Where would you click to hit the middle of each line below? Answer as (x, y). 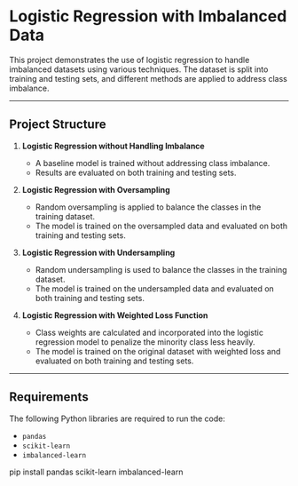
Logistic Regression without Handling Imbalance (114, 146)
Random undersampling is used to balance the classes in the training (161, 269)
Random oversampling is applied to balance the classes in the (148, 207)
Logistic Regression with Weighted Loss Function (115, 315)
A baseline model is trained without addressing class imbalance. (153, 163)
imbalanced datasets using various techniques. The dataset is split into (139, 69)
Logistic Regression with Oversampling (96, 189)
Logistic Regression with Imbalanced (148, 16)
